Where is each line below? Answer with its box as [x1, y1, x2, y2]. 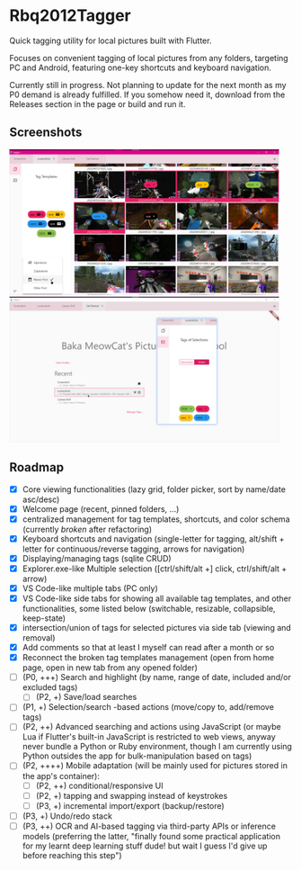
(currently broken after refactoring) [22, 524, 153, 534]
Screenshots [9, 125, 83, 140]
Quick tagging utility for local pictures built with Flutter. [9, 35, 212, 46]
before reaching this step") [22, 849, 123, 860]
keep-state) [22, 613, 66, 623]
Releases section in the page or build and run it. [9, 98, 186, 109]
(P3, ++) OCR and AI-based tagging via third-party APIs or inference [22, 821, 277, 831]
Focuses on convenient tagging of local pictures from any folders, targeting [9, 52, 289, 63]
